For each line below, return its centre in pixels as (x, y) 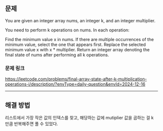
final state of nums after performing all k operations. (57, 55)
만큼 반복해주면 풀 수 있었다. (32, 124)
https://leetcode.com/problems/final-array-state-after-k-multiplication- (76, 79)
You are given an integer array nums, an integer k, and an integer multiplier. (80, 20)
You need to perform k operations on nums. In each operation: (67, 30)
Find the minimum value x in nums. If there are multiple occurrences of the (80, 39)
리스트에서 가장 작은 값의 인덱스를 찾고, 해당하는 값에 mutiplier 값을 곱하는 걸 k (79, 117)
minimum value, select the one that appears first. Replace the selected (75, 44)
